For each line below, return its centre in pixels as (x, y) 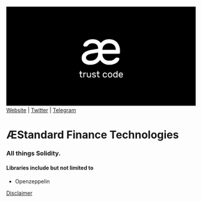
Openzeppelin (32, 181)
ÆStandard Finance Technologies (93, 135)
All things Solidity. (34, 153)
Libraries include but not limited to (50, 168)
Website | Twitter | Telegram (41, 110)
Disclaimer (20, 193)
